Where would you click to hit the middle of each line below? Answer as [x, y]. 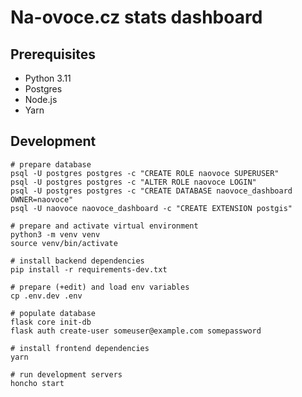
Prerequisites [53, 54]
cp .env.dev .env [46, 296]
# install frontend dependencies [80, 348]
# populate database [53, 313]
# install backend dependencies [77, 261]
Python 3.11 [48, 78]
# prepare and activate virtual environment [104, 226]
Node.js [41, 99]
